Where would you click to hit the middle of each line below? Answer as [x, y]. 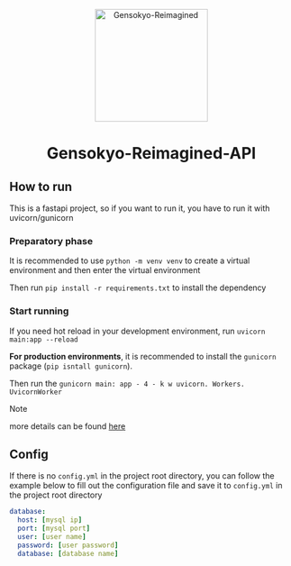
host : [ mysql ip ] [50, 520]
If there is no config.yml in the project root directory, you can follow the [142, 476]
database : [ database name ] [68, 553]
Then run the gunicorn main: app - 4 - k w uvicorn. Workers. [127, 383]
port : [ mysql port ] [54, 529]
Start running [39, 311]
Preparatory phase [51, 241]
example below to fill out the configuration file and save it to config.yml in [146, 486]
